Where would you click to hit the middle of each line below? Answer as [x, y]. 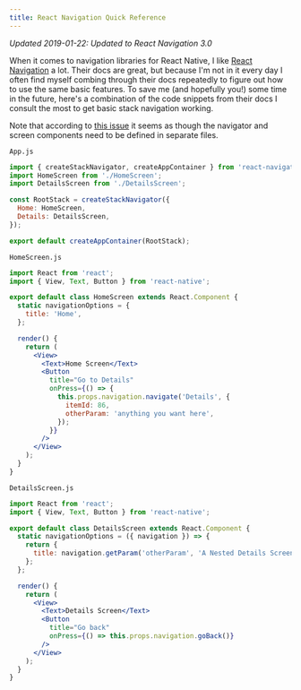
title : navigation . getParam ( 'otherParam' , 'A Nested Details [150, 553]
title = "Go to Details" [91, 380]
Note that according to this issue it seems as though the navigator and [139, 125]
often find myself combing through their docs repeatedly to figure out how [146, 79]
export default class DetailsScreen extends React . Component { [130, 528]
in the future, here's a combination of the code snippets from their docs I [143, 99]
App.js [21, 151]
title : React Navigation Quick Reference [88, 17]
